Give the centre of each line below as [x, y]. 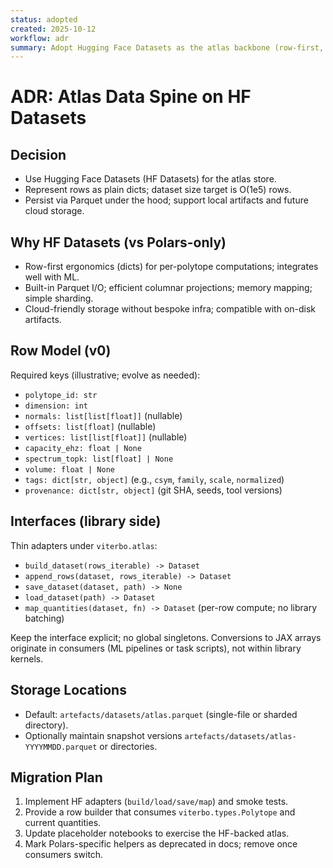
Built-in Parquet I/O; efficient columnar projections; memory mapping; [168, 288]
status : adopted [44, 19]
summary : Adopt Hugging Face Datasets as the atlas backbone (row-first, [167, 47]
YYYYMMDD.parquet [61, 747]
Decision [38, 154]
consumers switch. [64, 855]
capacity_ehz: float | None [83, 448]
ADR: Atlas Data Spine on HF [131, 97]
